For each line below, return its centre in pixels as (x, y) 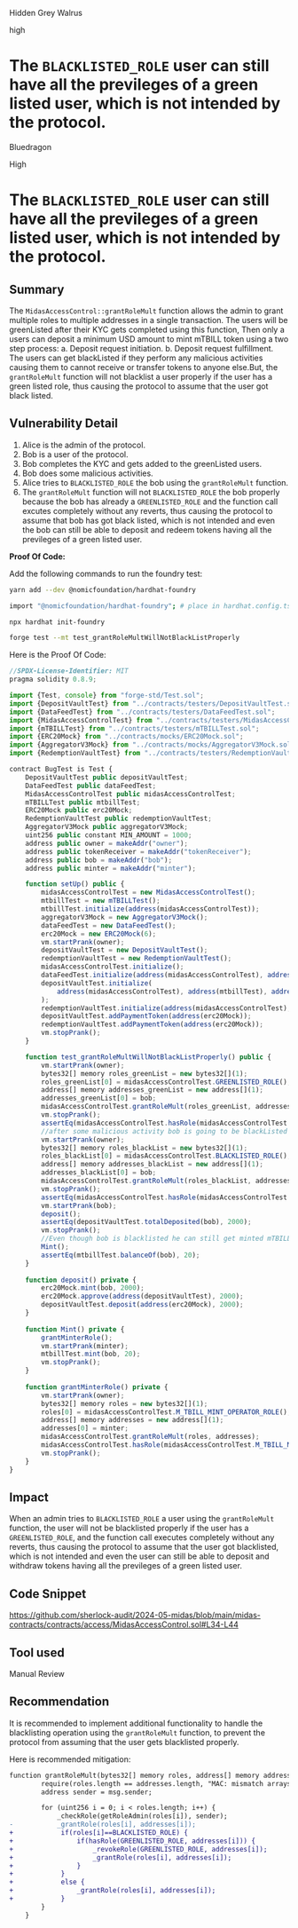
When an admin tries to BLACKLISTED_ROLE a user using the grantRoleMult (142, 1519)
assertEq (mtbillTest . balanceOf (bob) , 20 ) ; (121, 1255)
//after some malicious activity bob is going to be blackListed (165, 1131)
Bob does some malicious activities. (87, 473)
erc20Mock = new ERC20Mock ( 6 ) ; (99, 934)
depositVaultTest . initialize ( (97, 983)
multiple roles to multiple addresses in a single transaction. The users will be (149, 320)
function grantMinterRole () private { (97, 1387)
